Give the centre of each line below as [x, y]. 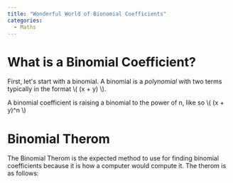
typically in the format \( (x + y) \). [57, 89]
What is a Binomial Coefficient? [102, 62]
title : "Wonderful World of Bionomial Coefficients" [87, 14]
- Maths [25, 27]
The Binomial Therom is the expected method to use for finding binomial [113, 158]
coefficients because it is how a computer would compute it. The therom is [117, 166]
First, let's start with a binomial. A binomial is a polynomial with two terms [115, 81]
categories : [25, 20]
